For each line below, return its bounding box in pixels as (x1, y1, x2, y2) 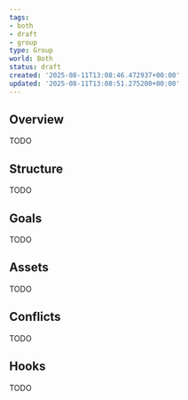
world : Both (9, 54, 53, 63)
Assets (9, 260, 49, 276)
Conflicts (9, 309, 61, 324)
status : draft (9, 63, 62, 72)
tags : (9, 12, 29, 22)
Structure (9, 161, 64, 176)
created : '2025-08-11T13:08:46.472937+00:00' (9, 71, 180, 80)
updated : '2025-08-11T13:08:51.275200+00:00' (9, 79, 180, 88)
